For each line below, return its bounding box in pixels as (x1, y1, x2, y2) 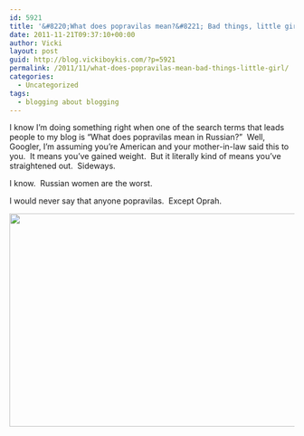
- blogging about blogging (17, 97, 119, 107)
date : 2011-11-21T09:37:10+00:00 (9, 30, 136, 39)
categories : (9, 72, 54, 81)
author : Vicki (9, 38, 63, 48)
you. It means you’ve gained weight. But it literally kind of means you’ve (9, 151, 282, 162)
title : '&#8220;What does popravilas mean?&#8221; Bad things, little (9, 22, 281, 31)
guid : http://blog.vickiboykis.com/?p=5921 (9, 55, 176, 64)
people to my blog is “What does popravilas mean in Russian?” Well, (9, 132, 265, 143)
